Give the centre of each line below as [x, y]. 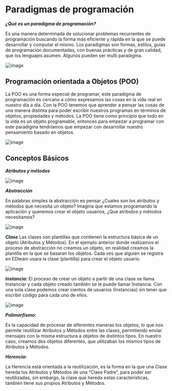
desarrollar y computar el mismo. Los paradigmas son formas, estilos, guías [85, 44]
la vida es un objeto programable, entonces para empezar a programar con [85, 121]
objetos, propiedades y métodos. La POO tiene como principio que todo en [84, 116]
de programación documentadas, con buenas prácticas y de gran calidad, [84, 50]
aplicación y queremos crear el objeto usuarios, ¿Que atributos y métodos [83, 211]
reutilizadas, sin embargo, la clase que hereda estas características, [77, 377]
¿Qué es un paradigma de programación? [51, 24]
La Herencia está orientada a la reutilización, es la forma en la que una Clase [86, 366]
